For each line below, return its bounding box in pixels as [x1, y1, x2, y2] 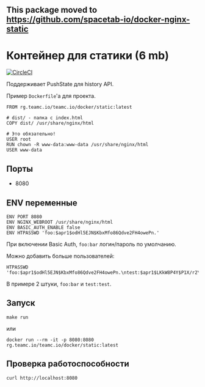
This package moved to [6, 5, 98, 15]
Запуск [6, 298, 35, 308]
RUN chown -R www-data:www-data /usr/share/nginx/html [6, 142, 149, 148]
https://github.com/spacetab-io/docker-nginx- [6, 15, 190, 25]
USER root [6, 136, 32, 142]
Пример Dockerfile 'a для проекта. [6, 92, 96, 100]
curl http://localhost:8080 [6, 375, 78, 381]
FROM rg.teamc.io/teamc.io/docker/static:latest [6, 104, 132, 111]
